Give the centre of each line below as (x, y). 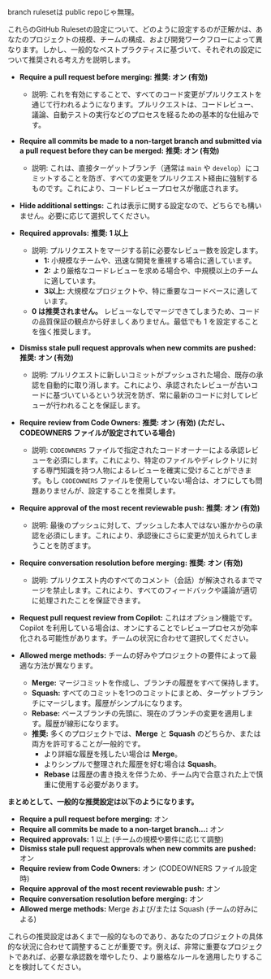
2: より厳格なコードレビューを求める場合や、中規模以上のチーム (151, 270)
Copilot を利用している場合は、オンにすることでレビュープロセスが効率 (139, 628)
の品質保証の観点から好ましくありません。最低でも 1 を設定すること (145, 321)
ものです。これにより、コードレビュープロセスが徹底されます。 (137, 188)
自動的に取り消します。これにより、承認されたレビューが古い (148, 385)
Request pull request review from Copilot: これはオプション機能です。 (138, 618)
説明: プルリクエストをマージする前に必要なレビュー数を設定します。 (147, 250)
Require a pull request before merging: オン (94, 819)
